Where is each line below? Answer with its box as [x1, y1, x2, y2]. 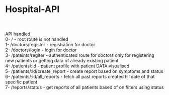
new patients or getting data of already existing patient [5, 57, 119, 63]
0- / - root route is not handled [5, 36, 69, 42]
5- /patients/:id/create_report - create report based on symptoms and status [5, 68, 163, 74]
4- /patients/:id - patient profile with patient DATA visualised [5, 63, 130, 69]
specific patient [5, 79, 38, 85]
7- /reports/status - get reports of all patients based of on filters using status [5, 84, 164, 90]
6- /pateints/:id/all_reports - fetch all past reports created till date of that [5, 73, 155, 79]
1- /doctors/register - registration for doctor [5, 41, 96, 47]
